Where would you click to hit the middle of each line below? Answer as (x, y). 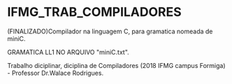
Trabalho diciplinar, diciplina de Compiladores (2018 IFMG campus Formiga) (116, 65)
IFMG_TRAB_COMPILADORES (94, 12)
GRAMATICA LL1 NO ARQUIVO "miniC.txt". (68, 52)
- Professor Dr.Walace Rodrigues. (55, 73)
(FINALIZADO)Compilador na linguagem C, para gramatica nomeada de (110, 31)
